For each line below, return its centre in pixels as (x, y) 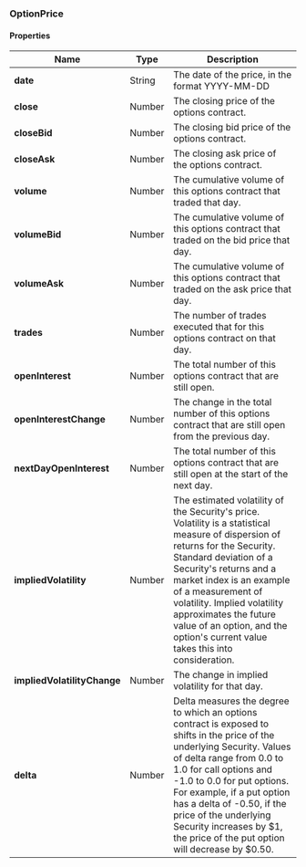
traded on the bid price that (231, 240)
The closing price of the (224, 101)
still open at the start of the (230, 475)
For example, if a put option (231, 792)
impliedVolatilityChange (67, 681)
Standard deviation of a (223, 558)
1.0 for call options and (223, 769)
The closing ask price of (224, 153)
